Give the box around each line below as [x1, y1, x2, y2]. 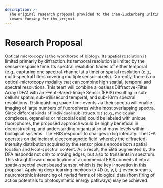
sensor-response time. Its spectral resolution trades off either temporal [5, 64, 147, 70]
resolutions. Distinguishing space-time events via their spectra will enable [5, 100, 152, 106]
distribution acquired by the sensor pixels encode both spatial [23, 141, 147, 147]
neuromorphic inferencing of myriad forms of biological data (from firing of [5, 172, 155, 178]
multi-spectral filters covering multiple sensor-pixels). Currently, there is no [5, 74, 156, 80]
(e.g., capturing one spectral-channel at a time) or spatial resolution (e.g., [5, 69, 152, 75]
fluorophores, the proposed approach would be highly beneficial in [5, 120, 139, 127]
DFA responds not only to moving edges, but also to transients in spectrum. [5, 151, 156, 157]
